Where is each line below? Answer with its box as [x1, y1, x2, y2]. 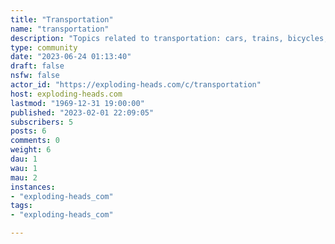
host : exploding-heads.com [10, 89, 123, 99]
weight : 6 [10, 145, 52, 155]
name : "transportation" [10, 24, 110, 34]
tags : [10, 201, 33, 211]
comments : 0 [10, 136, 60, 146]
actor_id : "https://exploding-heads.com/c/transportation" [10, 80, 262, 90]
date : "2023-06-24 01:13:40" [10, 52, 132, 62]
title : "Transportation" [10, 14, 114, 25]
